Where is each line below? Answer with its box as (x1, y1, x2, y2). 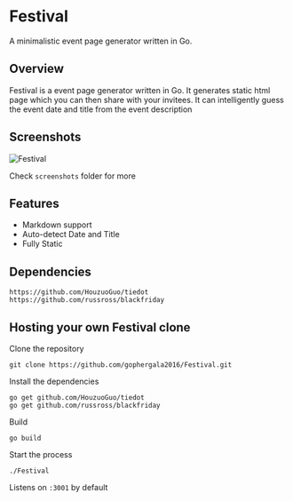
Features (9, 195, 59, 211)
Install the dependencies (9, 376, 99, 386)
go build (9, 433, 42, 442)
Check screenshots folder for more (9, 171, 136, 181)
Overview (9, 61, 65, 76)
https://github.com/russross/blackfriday (9, 296, 165, 305)
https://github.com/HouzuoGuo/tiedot (9, 288, 149, 297)
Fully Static (21, 238, 63, 250)
